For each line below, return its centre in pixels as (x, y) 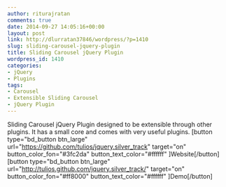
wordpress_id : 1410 (36, 59)
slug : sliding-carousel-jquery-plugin (64, 46)
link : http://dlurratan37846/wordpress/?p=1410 (78, 40)
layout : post (26, 33)
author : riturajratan (39, 14)
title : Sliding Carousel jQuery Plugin (65, 53)
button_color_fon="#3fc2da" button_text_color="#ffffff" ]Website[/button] (113, 154)
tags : (15, 85)
